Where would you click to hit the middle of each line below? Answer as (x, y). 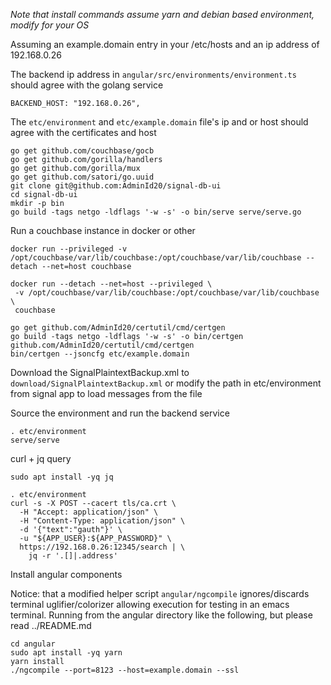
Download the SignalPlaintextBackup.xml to (100, 372)
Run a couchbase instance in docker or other (103, 230)
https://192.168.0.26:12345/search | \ (102, 547)
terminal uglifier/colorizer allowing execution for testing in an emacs (150, 604)
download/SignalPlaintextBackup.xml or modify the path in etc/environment (166, 383)
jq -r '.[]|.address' (73, 556)
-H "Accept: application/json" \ (89, 512)
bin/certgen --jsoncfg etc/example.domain (100, 354)
